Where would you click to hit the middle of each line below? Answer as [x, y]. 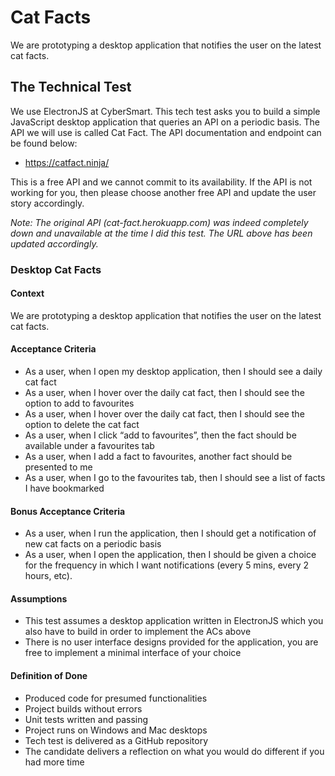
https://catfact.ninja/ [67, 162]
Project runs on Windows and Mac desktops [116, 730]
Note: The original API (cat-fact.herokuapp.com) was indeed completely [159, 222]
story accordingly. [47, 203]
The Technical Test [71, 87]
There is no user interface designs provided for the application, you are [171, 642]
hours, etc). [48, 576]
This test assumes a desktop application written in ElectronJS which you [174, 621]
